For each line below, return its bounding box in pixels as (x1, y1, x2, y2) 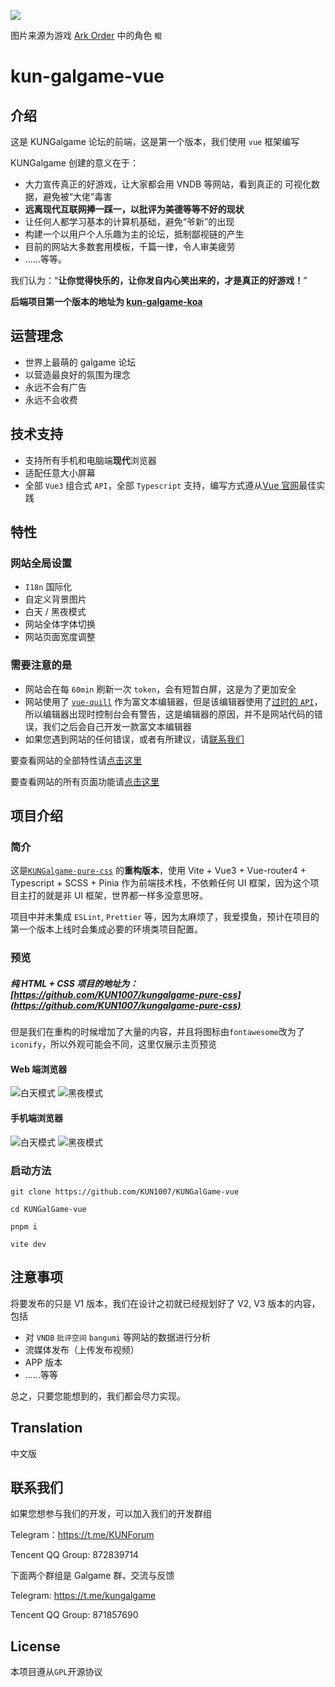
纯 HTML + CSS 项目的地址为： (10, 977, 139, 989)
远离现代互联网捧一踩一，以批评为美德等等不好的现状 (24, 203, 245, 215)
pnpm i (10, 1221, 38, 1232)
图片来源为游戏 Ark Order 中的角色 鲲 (10, 30, 163, 41)
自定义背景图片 (24, 593, 87, 605)
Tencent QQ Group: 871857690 (10, 1609, 139, 1621)
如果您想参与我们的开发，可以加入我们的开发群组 (10, 1508, 212, 1520)
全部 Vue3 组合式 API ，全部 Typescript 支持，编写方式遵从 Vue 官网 (24, 479, 300, 491)
